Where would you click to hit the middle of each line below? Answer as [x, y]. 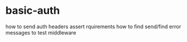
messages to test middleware [41, 32]
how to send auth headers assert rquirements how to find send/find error [93, 26]
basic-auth [33, 11]
